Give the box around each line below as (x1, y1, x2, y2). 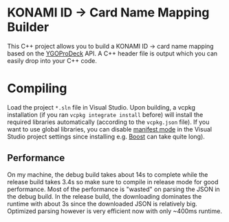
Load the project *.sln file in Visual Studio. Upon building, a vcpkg (7, 103, 196, 111)
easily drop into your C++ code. (7, 56, 98, 64)
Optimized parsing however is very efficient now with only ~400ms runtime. (7, 207, 222, 215)
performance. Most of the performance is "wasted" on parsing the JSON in (7, 185, 220, 193)
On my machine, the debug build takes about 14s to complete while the (7, 170, 208, 179)
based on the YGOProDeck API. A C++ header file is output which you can (7, 49, 218, 58)
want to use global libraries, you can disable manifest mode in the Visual (7, 125, 212, 133)
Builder (7, 19, 50, 35)
